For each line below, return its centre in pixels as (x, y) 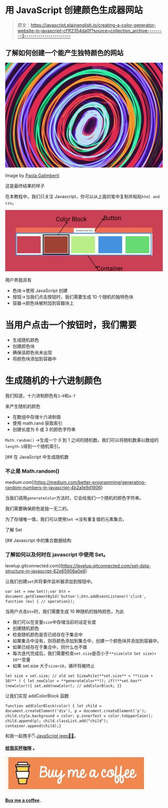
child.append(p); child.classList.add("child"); (57, 721)
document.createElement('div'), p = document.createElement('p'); (76, 711)
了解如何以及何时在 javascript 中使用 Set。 (57, 554)
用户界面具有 (18, 280)
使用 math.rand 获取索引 (37, 423)
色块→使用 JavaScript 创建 (40, 290)
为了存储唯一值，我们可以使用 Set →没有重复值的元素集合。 (66, 519)
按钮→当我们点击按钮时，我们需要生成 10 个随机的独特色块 (73, 297)
